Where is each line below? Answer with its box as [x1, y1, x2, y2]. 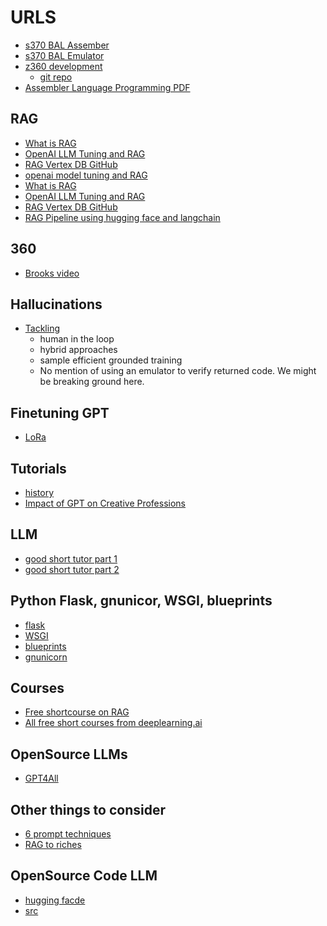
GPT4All [24, 772, 59, 785]
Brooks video [24, 267, 80, 279]
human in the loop [39, 333, 115, 345]
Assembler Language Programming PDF [24, 81, 191, 93]
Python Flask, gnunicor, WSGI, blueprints [10, 592, 273, 610]
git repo [39, 71, 73, 83]
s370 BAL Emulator [24, 49, 105, 61]
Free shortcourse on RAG [24, 706, 130, 718]
